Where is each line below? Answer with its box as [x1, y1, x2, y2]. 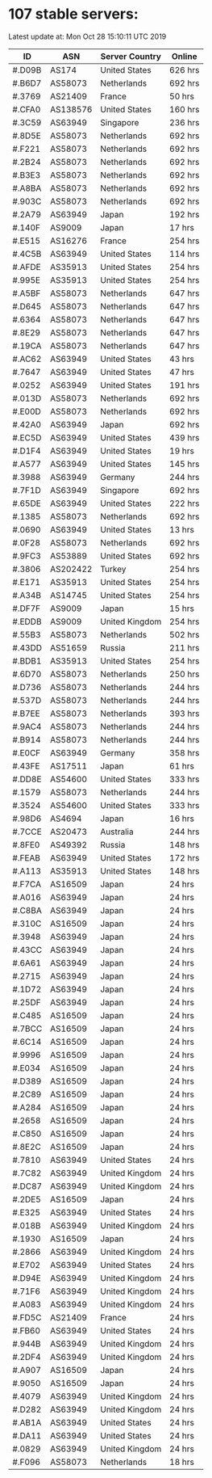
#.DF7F [12, 603, 41, 614]
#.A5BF [12, 288, 41, 299]
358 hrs [168, 747, 200, 758]
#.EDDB [12, 616, 42, 627]
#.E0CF [12, 747, 41, 758]
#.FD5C [12, 1312, 42, 1323]
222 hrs [168, 498, 200, 509]
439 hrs [168, 432, 200, 443]
